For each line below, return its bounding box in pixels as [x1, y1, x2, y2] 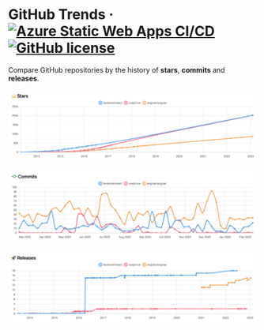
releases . [8, 73, 40, 83]
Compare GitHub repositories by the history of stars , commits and [8, 65, 225, 74]
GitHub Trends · [8, 6, 114, 24]
